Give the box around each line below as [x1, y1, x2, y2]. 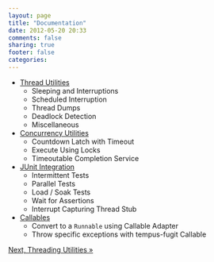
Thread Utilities [19, 77, 70, 87]
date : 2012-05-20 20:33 [8, 26, 87, 34]
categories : [8, 56, 48, 64]
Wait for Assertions [31, 195, 94, 205]
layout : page [8, 11, 52, 20]
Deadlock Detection [31, 111, 97, 121]
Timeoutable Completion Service [31, 153, 139, 163]
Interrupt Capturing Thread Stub [31, 204, 137, 214]
